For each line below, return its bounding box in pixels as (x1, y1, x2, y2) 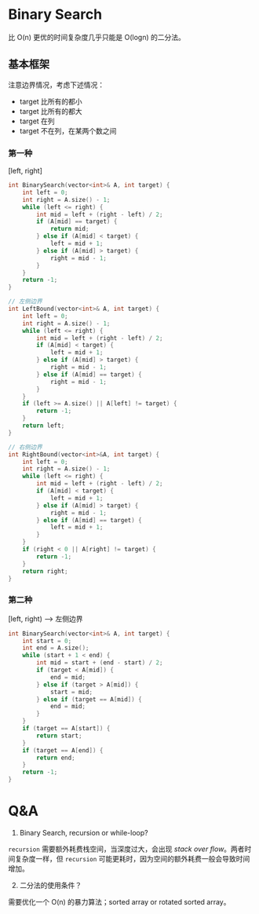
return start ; (36, 732, 82, 740)
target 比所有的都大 (19, 106, 82, 115)
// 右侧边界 (8, 443, 43, 451)
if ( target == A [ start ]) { (22, 725, 111, 733)
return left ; (22, 422, 65, 430)
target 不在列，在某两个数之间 (19, 126, 117, 135)
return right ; (22, 567, 68, 575)
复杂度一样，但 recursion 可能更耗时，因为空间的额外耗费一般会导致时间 (14, 854, 250, 864)
